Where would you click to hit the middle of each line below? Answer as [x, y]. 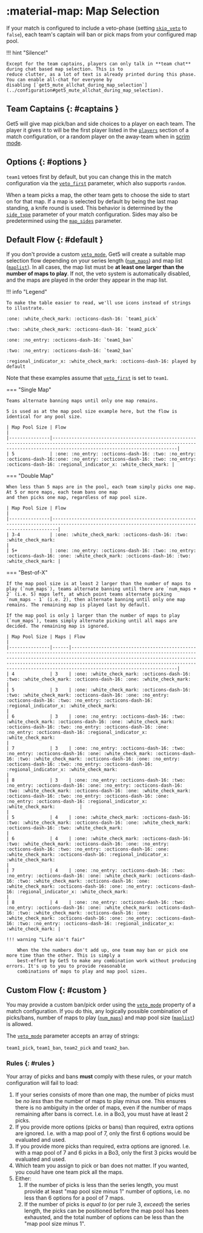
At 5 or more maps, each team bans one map [62, 492]
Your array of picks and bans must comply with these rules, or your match [99, 1076]
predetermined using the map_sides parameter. [64, 220]
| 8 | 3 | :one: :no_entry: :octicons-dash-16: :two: [96, 780]
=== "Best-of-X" [27, 572]
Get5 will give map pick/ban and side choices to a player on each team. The [101, 123]
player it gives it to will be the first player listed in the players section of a [98, 130]
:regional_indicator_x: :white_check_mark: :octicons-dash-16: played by [101, 362]
